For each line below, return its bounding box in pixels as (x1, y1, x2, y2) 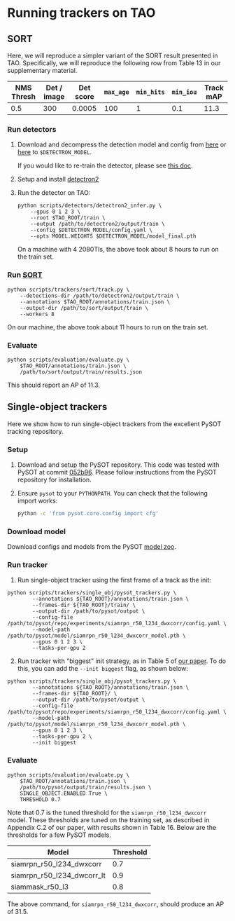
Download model (7, 526, 66, 536)
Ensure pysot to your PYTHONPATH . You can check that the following (17, 489, 208, 497)
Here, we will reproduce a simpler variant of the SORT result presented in (7, 51, 218, 60)
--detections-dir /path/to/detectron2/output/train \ (20, 292, 180, 299)
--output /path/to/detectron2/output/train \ (30, 221, 166, 228)
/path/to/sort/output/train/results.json (20, 368, 142, 376)
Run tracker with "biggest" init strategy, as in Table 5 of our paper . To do (17, 657, 227, 665)
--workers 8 (20, 311, 55, 318)
